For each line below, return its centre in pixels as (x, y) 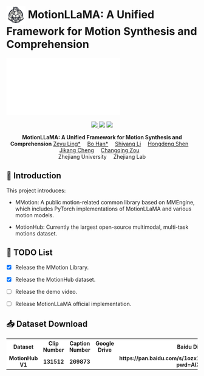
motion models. (35, 215)
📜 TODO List (29, 253)
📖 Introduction (34, 176)
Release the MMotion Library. (52, 267)
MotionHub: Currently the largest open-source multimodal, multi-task (102, 227)
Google (104, 344)
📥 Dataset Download (47, 324)
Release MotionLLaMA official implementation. (73, 304)
